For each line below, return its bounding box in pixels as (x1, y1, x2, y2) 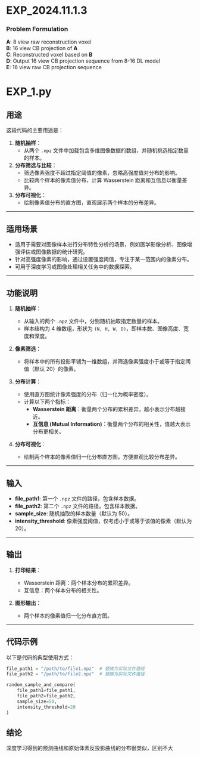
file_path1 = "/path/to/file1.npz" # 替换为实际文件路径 (6, 666, 145, 672)
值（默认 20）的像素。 (23, 365, 79, 373)
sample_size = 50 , (17, 699, 58, 705)
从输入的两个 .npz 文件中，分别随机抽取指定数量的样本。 (23, 317, 163, 325)
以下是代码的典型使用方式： (6, 654, 74, 661)
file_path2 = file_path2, (17, 693, 76, 699)
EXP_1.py (6, 85, 52, 98)
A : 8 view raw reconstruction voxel (6, 38, 92, 45)
